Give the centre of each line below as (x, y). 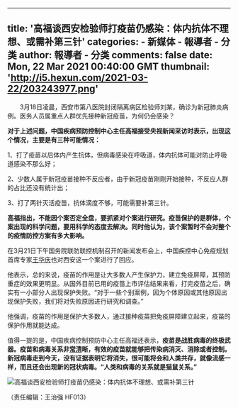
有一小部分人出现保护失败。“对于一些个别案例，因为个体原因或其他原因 (117, 292)
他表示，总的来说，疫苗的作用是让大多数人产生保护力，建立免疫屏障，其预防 (119, 275)
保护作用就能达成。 (35, 325)
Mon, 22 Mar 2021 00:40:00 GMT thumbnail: (109, 67)
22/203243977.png (51, 89)
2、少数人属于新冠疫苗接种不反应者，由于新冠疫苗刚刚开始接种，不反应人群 (118, 179)
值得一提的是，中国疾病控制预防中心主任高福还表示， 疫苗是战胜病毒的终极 (116, 340)
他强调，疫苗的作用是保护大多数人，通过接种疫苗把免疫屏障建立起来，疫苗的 (119, 316)
